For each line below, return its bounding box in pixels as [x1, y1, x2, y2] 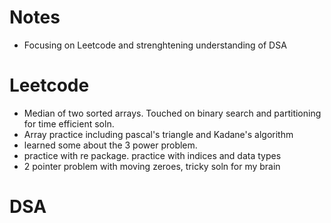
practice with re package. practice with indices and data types [23, 149, 282, 161]
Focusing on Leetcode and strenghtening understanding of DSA [23, 39, 287, 51]
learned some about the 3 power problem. [23, 139, 198, 151]
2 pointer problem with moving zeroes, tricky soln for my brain [23, 160, 281, 172]
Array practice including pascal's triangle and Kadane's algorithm [23, 128, 294, 140]
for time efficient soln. [23, 117, 115, 130]
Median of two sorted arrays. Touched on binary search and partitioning [23, 107, 322, 119]
